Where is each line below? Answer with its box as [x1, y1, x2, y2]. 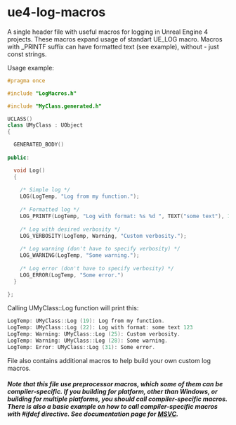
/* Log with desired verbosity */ [20, 226, 121, 233]
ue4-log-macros [7, 4, 106, 20]
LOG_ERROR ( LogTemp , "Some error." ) [20, 272, 124, 279]
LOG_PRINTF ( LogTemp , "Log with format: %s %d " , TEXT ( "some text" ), [20, 212, 225, 220]
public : [7, 154, 30, 161]
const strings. [7, 50, 47, 58]
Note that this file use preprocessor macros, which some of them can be [7, 380, 223, 388]
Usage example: [7, 63, 55, 72]
